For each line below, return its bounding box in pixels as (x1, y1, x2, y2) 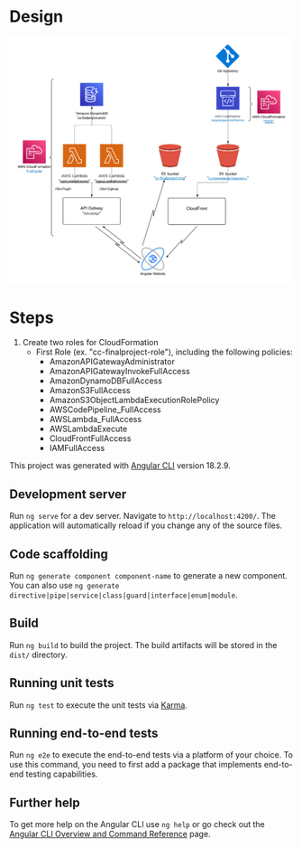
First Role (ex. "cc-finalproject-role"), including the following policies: (35, 346, 293, 358)
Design (9, 6, 64, 27)
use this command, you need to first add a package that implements (9, 759, 262, 770)
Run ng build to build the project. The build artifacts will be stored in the (9, 639, 278, 650)
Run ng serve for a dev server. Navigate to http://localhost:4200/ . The (9, 511, 277, 522)
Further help (9, 795, 81, 810)
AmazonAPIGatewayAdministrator (49, 356, 176, 367)
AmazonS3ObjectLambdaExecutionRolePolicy (49, 395, 220, 406)
